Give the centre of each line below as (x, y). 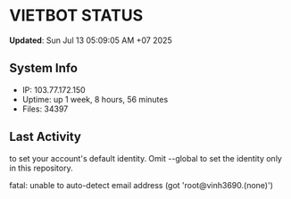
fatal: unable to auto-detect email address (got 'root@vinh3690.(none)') (141, 185)
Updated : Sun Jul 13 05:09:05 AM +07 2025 (91, 40)
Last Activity (46, 137)
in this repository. (41, 168)
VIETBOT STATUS (76, 16)
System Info (44, 68)
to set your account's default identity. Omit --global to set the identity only (146, 158)
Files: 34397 (45, 109)
